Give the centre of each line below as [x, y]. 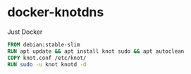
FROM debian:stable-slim [44, 44]
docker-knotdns [56, 12]
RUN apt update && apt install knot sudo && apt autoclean [96, 51]
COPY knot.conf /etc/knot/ [47, 58]
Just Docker [25, 32]
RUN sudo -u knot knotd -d [47, 64]
